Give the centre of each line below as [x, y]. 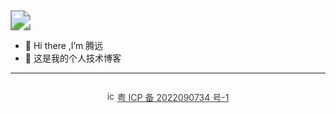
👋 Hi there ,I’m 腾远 [64, 45]
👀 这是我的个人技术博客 [73, 58]
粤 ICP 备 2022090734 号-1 [173, 97]
